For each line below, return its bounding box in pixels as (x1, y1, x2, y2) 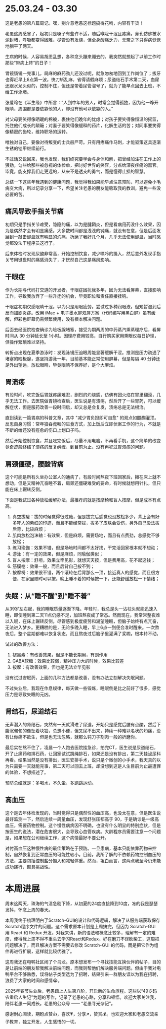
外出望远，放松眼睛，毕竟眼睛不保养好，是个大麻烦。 (9, 362, 118, 368)
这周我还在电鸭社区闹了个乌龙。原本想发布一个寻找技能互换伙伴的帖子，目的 (5, 959, 161, 964)
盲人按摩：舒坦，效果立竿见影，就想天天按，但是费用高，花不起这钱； (12, 557, 156, 563)
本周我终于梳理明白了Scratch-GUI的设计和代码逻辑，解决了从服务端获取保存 (5, 917, 161, 923)
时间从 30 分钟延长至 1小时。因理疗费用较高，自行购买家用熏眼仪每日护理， (5, 333, 159, 339)
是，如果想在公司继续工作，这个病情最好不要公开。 (5, 834, 109, 840)
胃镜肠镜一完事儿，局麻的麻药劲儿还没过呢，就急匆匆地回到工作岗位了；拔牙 (5, 70, 161, 76)
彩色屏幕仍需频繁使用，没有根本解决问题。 (18, 316, 105, 322)
